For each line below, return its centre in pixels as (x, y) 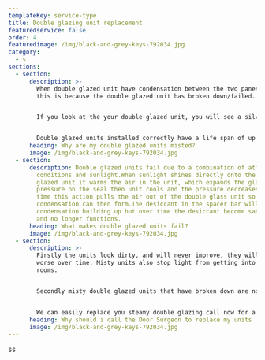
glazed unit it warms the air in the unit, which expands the (141, 182)
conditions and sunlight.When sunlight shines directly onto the (146, 175)
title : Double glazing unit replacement (76, 23)
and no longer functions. (79, 219)
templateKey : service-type (52, 15)
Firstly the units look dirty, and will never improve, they (139, 256)
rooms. (47, 270)
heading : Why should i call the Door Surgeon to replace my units (140, 320)
